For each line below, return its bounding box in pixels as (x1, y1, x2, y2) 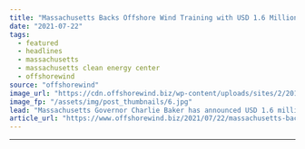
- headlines (17, 47, 64, 56)
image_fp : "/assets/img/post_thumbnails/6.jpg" (9, 97, 193, 107)
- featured (17, 38, 59, 48)
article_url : (9, 114, 59, 123)
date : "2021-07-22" (9, 22, 84, 31)
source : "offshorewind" (9, 80, 100, 89)
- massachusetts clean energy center (17, 64, 161, 73)
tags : (9, 30, 30, 39)
